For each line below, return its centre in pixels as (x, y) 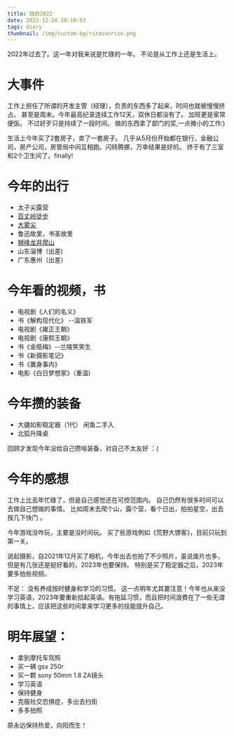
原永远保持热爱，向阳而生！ (47, 725)
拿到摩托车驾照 (39, 657)
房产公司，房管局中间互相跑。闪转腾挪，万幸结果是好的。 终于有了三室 (122, 147)
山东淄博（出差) (40, 251)
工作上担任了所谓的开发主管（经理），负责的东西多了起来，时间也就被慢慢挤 (116, 106)
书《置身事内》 (39, 364)
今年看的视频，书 (57, 291)
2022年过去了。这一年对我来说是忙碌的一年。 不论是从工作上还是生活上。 (114, 54)
